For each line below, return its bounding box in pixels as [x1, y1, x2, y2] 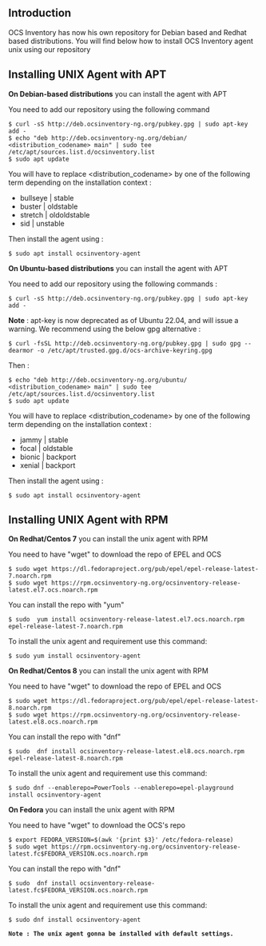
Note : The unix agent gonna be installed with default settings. [8, 930, 234, 938]
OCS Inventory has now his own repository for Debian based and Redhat [8, 27, 248, 37]
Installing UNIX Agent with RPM [8, 513, 169, 527]
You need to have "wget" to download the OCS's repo [8, 820, 186, 830]
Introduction [8, 6, 72, 20]
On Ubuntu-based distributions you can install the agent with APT [8, 263, 228, 273]
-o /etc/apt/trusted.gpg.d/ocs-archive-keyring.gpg [37, 346, 213, 354]
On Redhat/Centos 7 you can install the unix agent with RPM [8, 534, 208, 544]
